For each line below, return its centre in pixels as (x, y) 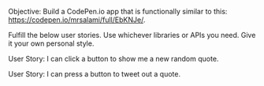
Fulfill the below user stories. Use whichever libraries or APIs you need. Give (132, 35)
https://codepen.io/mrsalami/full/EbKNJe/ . (77, 20)
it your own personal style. (51, 43)
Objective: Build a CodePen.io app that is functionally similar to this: (118, 11)
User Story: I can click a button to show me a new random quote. (113, 59)
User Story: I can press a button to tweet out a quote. (95, 74)
